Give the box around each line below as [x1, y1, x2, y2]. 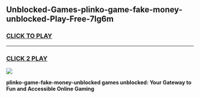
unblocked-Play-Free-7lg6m [6, 14, 114, 24]
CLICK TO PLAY [6, 32, 52, 40]
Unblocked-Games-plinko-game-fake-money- [6, 5, 183, 15]
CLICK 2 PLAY [6, 54, 48, 62]
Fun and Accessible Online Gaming [6, 85, 95, 92]
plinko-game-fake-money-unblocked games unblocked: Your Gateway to [6, 78, 192, 86]
